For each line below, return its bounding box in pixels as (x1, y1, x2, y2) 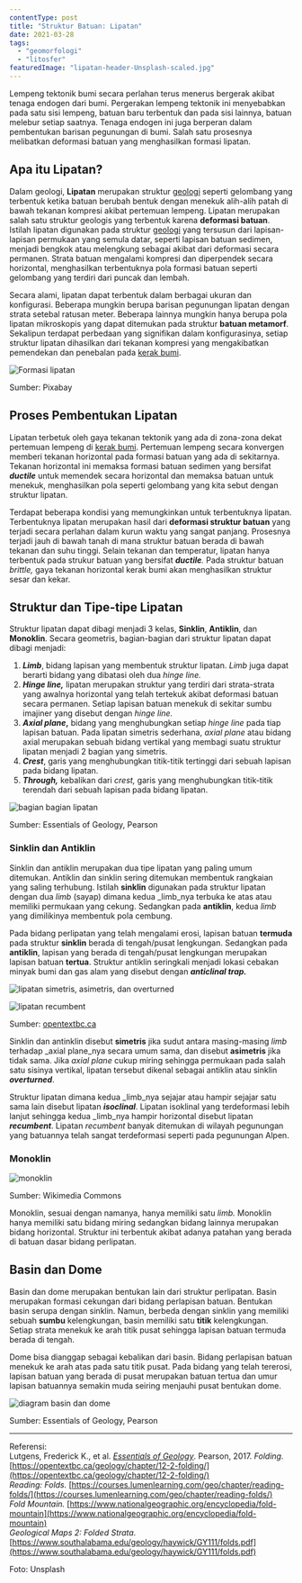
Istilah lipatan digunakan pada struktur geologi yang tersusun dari (9, 224, 253, 235)
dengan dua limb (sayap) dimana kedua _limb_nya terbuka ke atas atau (9, 891, 272, 901)
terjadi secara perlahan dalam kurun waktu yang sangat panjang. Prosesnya (9, 526, 291, 537)
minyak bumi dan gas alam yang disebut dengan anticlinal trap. (9, 965, 247, 977)
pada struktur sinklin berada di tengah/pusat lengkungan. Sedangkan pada (9, 937, 288, 948)
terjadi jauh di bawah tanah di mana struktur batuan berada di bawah (9, 535, 265, 546)
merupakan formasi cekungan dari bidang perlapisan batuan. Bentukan (9, 1296, 272, 1307)
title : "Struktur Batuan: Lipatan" (9, 22, 143, 31)
